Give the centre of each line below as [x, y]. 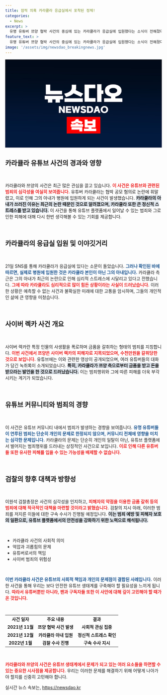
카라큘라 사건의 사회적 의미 [38, 541]
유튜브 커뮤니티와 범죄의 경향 [47, 405]
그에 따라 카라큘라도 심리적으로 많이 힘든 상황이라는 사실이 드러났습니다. [81, 284]
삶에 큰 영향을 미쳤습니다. [35, 297]
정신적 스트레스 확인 [97, 635]
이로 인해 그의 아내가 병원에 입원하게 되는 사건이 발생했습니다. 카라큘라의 [86, 198]
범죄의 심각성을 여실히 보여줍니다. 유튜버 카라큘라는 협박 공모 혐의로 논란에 [77, 192]
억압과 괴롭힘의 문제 [32, 547]
